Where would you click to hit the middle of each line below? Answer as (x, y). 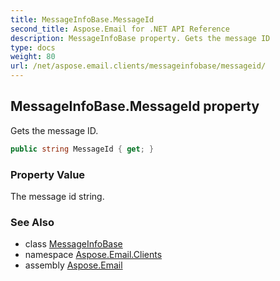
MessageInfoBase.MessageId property (135, 106)
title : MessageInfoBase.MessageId (82, 19)
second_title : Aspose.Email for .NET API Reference (120, 29)
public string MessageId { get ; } (82, 149)
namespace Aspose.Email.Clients (93, 255)
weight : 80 (33, 57)
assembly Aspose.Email (73, 265)
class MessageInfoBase (73, 244)
